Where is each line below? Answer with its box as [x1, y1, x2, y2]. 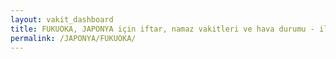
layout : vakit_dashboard [10, 14, 114, 25]
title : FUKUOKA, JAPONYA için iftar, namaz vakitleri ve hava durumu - [10, 24, 315, 34]
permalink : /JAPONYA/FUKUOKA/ [10, 33, 137, 43]
